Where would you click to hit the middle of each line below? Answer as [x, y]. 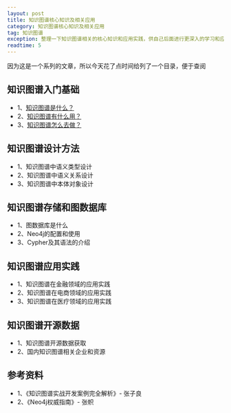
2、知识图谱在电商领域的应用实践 [64, 293]
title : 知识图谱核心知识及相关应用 [51, 20]
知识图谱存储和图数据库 [57, 208]
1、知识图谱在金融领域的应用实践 [64, 284]
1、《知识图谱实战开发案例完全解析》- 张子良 [79, 393]
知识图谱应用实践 [43, 266]
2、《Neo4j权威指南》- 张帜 [55, 402]
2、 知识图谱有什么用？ [49, 116]
